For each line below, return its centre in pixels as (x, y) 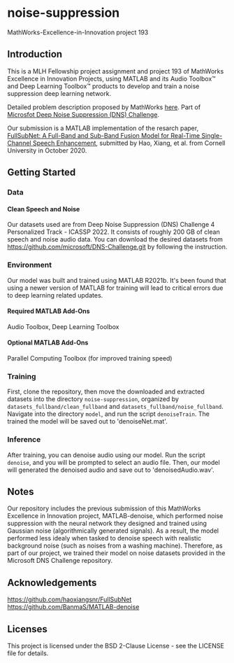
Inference (24, 440)
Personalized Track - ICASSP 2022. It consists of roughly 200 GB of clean (114, 232)
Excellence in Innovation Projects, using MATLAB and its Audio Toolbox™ (111, 78)
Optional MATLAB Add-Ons (48, 343)
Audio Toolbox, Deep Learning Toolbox (63, 326)
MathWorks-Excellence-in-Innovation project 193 (78, 32)
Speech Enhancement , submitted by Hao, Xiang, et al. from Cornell (129, 143)
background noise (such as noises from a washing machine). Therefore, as (115, 546)
